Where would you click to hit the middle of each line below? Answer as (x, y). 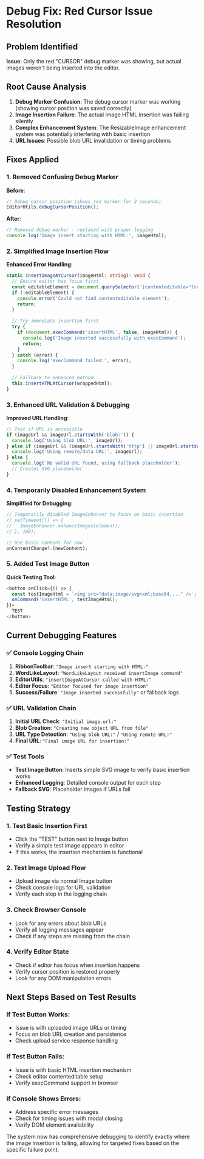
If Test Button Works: (38, 1015)
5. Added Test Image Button (48, 564)
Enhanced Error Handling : (39, 265)
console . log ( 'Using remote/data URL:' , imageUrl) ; (77, 452)
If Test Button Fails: (36, 1057)
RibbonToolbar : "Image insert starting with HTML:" (82, 666)
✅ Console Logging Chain (45, 653)
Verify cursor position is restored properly (67, 971)
